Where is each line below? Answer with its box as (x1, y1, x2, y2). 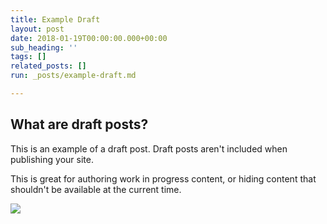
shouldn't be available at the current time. (10, 183, 182, 195)
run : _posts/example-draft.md (10, 71, 137, 81)
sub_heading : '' (10, 42, 78, 53)
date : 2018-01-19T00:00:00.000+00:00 (10, 33, 168, 43)
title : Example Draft (10, 14, 101, 25)
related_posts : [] (10, 61, 87, 71)
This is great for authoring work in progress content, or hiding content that (10, 172, 317, 185)
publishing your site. (10, 153, 94, 165)
